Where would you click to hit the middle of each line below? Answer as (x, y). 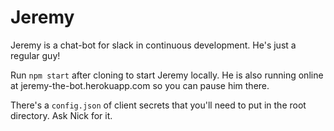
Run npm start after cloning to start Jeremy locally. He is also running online (167, 75)
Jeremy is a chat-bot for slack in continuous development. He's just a (153, 45)
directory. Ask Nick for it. (61, 115)
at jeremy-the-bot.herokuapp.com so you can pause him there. (140, 85)
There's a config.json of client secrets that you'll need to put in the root (158, 105)
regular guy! (35, 55)
